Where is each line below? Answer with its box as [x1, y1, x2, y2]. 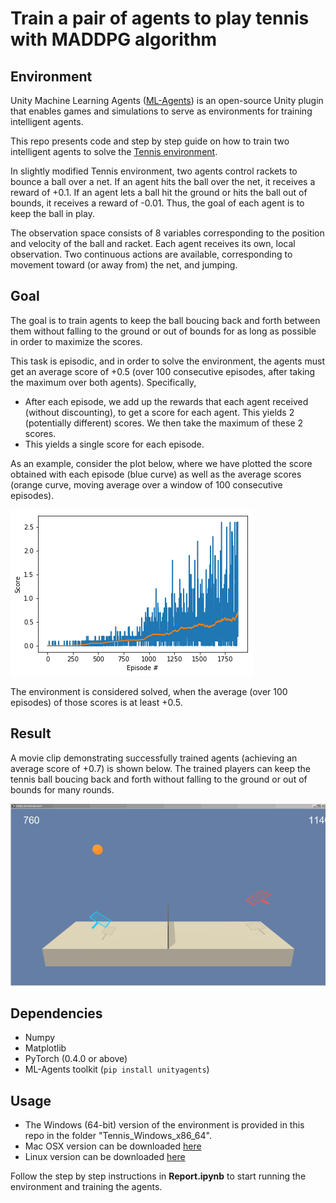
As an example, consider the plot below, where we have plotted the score [10, 457, 313, 469]
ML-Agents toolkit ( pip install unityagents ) [24, 1063, 210, 1076]
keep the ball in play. [10, 208, 95, 219]
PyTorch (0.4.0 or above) [24, 1053, 128, 1065]
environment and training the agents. [10, 1181, 163, 1193]
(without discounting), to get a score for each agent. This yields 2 [24, 406, 295, 418]
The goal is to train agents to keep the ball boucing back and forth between [10, 314, 321, 326]
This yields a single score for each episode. [24, 438, 205, 450]
